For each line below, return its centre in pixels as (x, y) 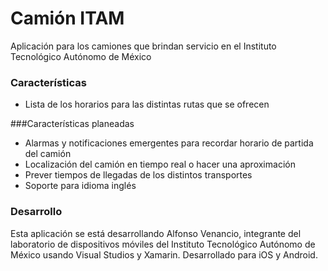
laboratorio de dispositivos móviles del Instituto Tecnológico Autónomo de (163, 244)
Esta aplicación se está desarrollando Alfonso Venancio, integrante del (156, 233)
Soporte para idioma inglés (80, 186)
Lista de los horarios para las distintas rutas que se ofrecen (147, 104)
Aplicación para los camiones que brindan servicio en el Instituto (143, 46)
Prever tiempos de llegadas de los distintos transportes (138, 175)
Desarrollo (36, 212)
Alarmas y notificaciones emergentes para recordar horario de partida (169, 143)
